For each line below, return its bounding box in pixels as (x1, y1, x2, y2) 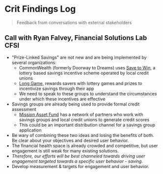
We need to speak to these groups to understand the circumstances (19, 90, 157, 96)
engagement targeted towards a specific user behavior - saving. (11, 158, 143, 164)
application (19, 127, 42, 133)
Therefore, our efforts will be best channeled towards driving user (11, 153, 145, 159)
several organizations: (11, 60, 57, 65)
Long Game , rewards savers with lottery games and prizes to (19, 80, 142, 86)
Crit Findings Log (4, 3, 76, 15)
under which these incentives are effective (19, 96, 106, 102)
